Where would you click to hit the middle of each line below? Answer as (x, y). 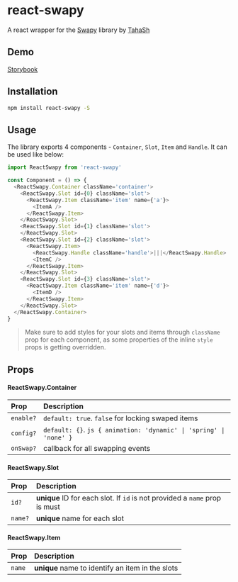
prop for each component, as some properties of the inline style (119, 340)
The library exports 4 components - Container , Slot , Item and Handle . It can (118, 147)
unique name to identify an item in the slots (106, 568)
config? (24, 433)
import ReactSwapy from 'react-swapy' (64, 168)
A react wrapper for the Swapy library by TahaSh (79, 30)
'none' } (58, 437)
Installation (33, 92)
